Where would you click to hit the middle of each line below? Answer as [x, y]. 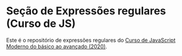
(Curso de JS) [41, 24]
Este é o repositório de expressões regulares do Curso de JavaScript [91, 40]
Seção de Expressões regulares [86, 11]
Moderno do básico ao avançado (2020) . [57, 46]
